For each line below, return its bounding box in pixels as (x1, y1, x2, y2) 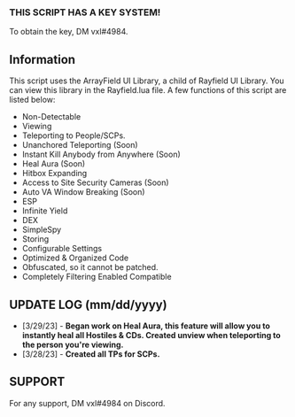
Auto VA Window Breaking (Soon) (21, 187, 145, 197)
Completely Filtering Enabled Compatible (21, 272, 172, 282)
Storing (21, 234, 50, 244)
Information (9, 51, 76, 67)
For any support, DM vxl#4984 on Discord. (9, 398, 166, 408)
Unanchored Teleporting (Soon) (21, 140, 139, 151)
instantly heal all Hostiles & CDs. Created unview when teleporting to (21, 329, 281, 340)
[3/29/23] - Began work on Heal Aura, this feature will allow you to (21, 320, 270, 331)
